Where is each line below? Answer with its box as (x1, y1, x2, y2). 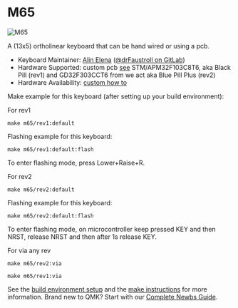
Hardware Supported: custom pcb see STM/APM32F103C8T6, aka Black (17, 63, 232, 71)
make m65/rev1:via (7, 272, 62, 279)
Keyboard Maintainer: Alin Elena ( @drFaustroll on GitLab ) (17, 55, 185, 64)
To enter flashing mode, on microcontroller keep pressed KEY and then (7, 225, 216, 233)
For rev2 (7, 172, 32, 180)
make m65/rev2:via (7, 260, 62, 267)
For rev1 (7, 106, 31, 114)
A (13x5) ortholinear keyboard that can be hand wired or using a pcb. (7, 41, 210, 50)
